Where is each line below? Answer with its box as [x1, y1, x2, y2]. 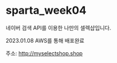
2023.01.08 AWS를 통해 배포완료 [5, 37, 85, 44]
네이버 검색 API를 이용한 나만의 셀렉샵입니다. [5, 24, 112, 31]
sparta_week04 [5, 4, 87, 17]
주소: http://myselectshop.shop [5, 49, 83, 57]
